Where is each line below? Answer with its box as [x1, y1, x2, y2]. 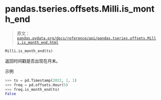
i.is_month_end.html [16, 40, 59, 45]
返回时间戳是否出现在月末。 [5, 58, 61, 64]
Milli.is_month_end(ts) [5, 49, 53, 53]
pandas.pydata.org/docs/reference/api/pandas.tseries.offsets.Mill [16, 35, 156, 41]
